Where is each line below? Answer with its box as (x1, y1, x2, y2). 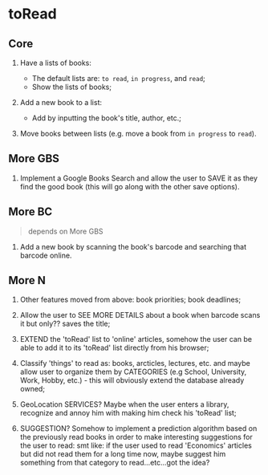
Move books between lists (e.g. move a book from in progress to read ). (19, 129, 257, 138)
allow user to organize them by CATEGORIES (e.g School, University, (19, 367, 247, 377)
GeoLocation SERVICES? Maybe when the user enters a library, (19, 400, 229, 409)
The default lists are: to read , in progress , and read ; (31, 74, 206, 83)
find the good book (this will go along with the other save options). (19, 181, 240, 191)
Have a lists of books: (19, 58, 92, 67)
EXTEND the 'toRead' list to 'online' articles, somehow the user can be (19, 335, 253, 344)
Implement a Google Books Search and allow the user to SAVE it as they (19, 173, 258, 183)
